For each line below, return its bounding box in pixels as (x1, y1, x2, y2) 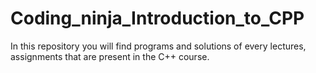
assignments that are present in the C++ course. (10, 50, 210, 62)
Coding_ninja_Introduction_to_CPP (10, 7, 305, 30)
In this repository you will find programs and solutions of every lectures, (10, 40, 307, 52)
